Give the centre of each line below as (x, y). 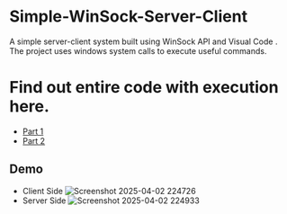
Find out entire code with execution (144, 88)
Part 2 (34, 140)
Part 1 (33, 131)
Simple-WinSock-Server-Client (129, 17)
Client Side (42, 191)
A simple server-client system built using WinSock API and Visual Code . (143, 41)
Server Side (44, 201)
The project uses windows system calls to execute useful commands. (138, 50)
